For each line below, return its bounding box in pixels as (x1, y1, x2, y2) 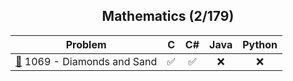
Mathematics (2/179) (101, 8, 235, 25)
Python (242, 37, 278, 51)
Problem (65, 37, 107, 51)
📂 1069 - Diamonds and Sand (15, 54, 158, 68)
